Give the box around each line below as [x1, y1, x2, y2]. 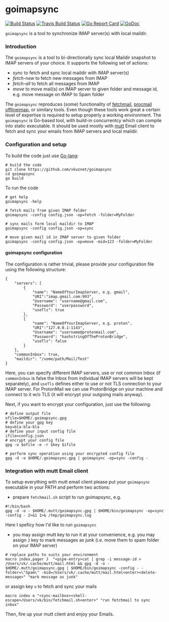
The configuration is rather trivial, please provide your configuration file [5, 261, 154, 267]
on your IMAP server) [12, 543, 57, 549]
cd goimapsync [5, 171, 35, 176]
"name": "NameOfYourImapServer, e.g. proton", [32, 320, 133, 326]
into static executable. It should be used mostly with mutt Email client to [5, 123, 155, 129]
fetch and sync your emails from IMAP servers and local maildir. [5, 128, 138, 134]
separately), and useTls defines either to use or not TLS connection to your [5, 380, 162, 387]
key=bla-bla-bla [5, 424, 39, 429]
